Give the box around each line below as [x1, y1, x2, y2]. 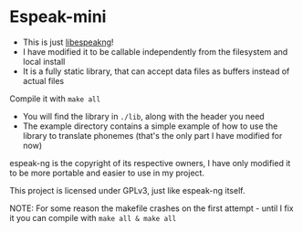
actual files [22, 75, 65, 86]
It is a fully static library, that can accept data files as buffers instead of [22, 66, 290, 77]
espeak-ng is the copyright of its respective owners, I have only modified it [9, 157, 291, 168]
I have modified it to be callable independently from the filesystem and [22, 46, 288, 57]
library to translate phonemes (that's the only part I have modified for [22, 130, 283, 141]
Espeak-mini [9, 6, 107, 27]
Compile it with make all [9, 93, 101, 104]
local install [22, 56, 66, 67]
